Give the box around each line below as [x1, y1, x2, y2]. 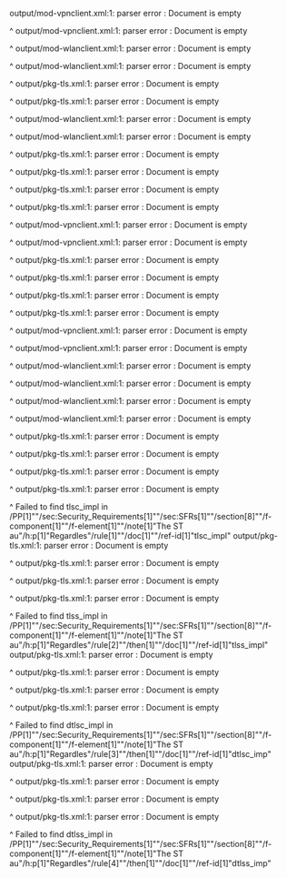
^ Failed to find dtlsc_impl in [9, 720, 114, 731]
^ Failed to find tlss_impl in [9, 611, 108, 621]
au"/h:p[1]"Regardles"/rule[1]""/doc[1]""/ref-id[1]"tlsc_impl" [9, 530, 232, 540]
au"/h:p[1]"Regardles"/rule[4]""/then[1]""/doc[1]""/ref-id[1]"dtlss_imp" [9, 858, 272, 868]
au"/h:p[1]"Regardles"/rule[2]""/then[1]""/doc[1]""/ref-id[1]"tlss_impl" [9, 640, 269, 650]
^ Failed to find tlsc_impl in [9, 501, 109, 512]
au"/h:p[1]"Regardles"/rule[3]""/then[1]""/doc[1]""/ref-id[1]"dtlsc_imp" [9, 749, 272, 759]
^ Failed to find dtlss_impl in [9, 829, 114, 840]
